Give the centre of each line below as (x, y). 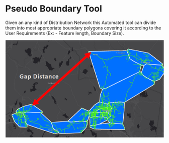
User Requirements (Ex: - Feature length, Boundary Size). (65, 33)
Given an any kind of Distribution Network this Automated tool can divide (81, 22)
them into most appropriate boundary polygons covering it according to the (83, 27)
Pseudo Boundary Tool (54, 9)
